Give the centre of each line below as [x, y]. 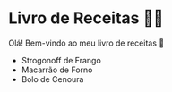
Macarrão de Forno [57, 70]
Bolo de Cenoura [52, 79]
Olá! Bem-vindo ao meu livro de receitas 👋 [86, 43]
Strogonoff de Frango [61, 60]
